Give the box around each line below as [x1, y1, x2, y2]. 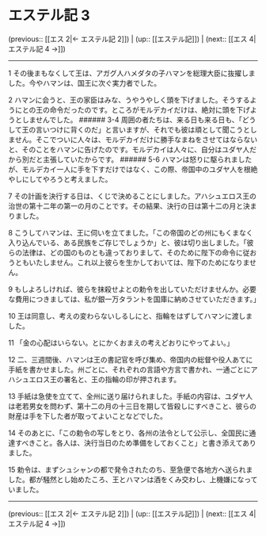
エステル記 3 [8, 6, 90, 25]
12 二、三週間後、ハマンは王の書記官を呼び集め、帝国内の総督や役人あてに [8, 354, 253, 364]
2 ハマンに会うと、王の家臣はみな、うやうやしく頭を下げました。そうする [8, 95, 250, 105]
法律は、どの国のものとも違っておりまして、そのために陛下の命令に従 [21, 247, 250, 257]
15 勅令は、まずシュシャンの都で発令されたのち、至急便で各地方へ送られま [8, 465, 253, 474]
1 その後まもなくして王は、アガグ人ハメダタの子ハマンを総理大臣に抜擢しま [8, 68, 256, 78]
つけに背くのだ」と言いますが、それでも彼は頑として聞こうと [49, 124, 251, 134]
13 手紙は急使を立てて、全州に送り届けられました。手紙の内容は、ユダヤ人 [8, 391, 253, 400]
